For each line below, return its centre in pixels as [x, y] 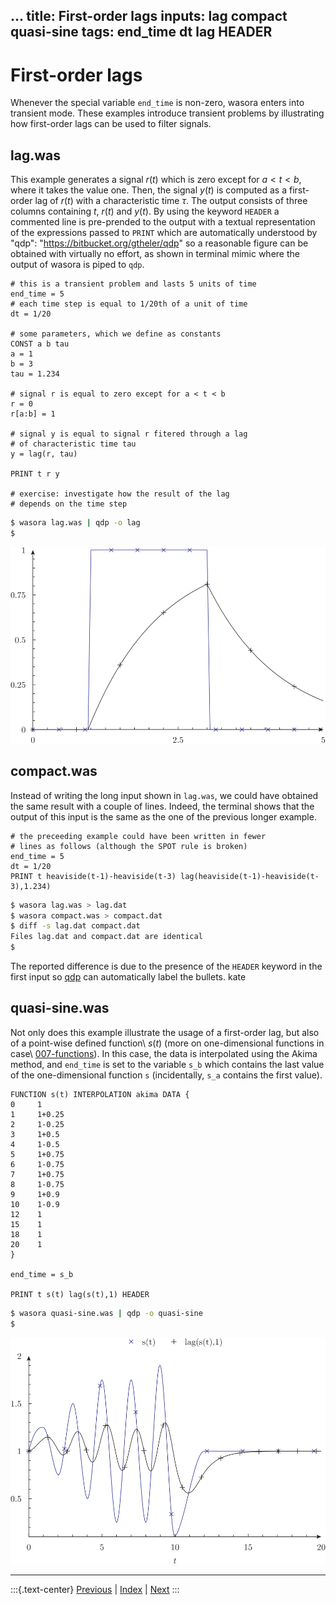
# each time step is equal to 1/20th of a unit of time [129, 304]
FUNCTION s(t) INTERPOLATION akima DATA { [100, 1094]
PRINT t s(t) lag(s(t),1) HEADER [80, 1294]
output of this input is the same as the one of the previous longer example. [163, 816]
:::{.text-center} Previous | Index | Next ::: [95, 1589]
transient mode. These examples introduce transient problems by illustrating [167, 113]
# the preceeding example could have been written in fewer [138, 836]
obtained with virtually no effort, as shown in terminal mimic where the [155, 254]
